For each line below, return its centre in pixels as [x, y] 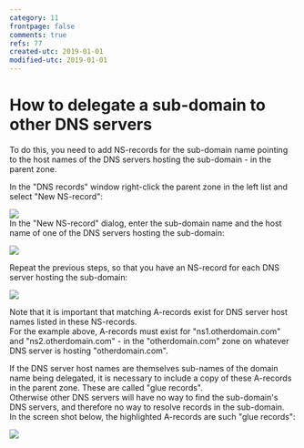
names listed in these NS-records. [73, 321]
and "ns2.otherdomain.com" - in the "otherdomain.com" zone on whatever [149, 341]
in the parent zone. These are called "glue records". [106, 387]
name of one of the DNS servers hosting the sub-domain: [117, 232]
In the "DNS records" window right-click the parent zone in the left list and [149, 187]
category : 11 [34, 18]
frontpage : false [42, 26]
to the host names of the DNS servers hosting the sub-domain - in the [140, 159]
